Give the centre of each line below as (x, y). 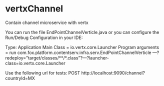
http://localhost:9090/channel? (113, 72)
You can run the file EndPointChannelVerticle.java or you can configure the (82, 32)
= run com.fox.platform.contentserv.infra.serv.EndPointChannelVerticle (78, 52)
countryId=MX (20, 78)
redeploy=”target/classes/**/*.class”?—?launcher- (57, 57)
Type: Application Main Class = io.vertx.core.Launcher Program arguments (82, 47)
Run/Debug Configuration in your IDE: (44, 37)
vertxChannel (34, 9)
